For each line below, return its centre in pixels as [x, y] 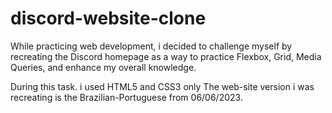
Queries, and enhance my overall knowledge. [103, 67]
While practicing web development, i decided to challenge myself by [151, 46]
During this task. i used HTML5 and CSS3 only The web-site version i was [162, 86]
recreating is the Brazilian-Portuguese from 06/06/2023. [126, 97]
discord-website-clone [108, 18]
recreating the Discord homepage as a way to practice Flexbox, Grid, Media [166, 56]
